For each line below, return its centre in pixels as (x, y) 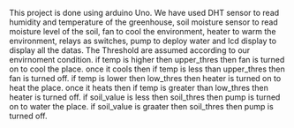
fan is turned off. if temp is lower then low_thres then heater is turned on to (145, 78)
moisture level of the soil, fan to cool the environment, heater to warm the (143, 31)
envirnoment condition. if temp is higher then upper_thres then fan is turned (147, 60)
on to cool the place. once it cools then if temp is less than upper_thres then (147, 69)
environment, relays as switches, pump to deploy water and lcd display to (143, 41)
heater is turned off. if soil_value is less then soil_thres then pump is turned (145, 97)
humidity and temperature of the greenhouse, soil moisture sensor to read (143, 22)
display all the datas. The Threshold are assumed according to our (130, 50)
